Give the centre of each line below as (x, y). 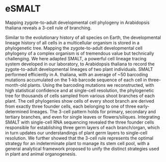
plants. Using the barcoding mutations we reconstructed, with (91, 85)
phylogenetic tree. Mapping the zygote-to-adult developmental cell (74, 48)
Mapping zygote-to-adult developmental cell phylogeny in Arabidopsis (78, 22)
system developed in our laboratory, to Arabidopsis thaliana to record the (80, 64)
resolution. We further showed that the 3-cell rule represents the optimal (79, 138)
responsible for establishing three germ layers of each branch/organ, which (83, 127)
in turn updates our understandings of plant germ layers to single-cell (76, 133)
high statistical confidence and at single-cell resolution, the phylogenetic (80, 90)
